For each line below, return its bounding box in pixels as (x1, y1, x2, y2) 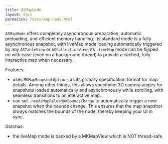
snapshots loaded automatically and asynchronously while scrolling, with (12, 87, 163, 93)
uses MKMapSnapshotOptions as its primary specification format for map (12, 76, 158, 83)
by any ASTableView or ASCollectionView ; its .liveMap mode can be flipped (5, 46, 158, 53)
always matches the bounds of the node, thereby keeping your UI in (12, 108, 153, 114)
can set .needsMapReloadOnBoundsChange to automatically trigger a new (12, 98, 157, 104)
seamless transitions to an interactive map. (12, 92, 101, 98)
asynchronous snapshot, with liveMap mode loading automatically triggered (5, 41, 162, 47)
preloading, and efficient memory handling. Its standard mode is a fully (5, 36, 151, 42)
